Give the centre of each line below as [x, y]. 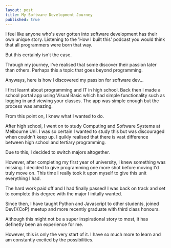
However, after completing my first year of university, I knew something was [85, 162]
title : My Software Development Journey [49, 15]
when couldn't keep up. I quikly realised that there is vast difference [77, 137]
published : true [23, 19]
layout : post [19, 10]
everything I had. [23, 178]
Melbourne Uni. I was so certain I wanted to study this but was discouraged [85, 131]
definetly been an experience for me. [44, 224]
